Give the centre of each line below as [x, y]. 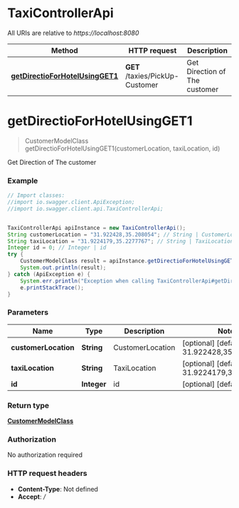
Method [64, 50]
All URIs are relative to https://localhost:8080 [73, 33]
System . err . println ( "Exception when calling [87, 281]
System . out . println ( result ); [63, 268]
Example [23, 181]
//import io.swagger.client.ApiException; [71, 202]
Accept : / [32, 497]
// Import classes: [36, 195]
